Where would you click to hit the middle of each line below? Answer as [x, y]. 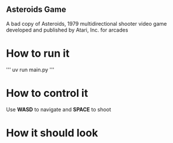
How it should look [52, 133]
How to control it [47, 93]
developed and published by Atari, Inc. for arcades [67, 30]
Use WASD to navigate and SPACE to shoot [59, 109]
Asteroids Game [36, 10]
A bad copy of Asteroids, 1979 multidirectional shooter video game [86, 23]
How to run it [38, 53]
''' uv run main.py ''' [30, 69]
